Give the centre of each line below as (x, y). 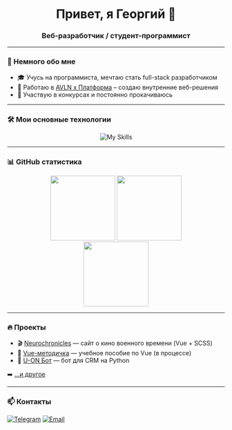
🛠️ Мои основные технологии (59, 119)
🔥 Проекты (27, 328)
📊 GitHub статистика (45, 162)
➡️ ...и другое (27, 374)
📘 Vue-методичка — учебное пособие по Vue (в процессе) (104, 353)
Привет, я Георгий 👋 (116, 14)
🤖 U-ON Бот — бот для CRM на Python (73, 360)
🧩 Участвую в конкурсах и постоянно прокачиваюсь (95, 94)
